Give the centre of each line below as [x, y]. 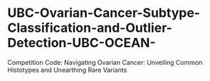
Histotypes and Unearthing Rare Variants [67, 70]
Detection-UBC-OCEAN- [82, 43]
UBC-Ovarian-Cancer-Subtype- [104, 13]
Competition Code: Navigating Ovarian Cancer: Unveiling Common [105, 62]
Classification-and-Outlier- [90, 28]
